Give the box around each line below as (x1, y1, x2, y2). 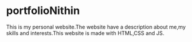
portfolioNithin (6, 4, 80, 17)
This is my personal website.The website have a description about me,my (6, 23, 186, 30)
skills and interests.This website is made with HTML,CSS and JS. (6, 29, 165, 36)
